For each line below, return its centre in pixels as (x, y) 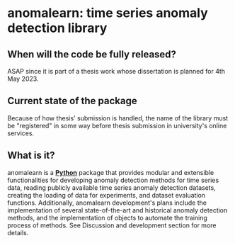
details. (18, 232)
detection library (57, 28)
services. (21, 133)
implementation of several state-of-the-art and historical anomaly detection (117, 210)
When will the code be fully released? (92, 54)
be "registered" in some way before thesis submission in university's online (117, 125)
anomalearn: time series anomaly (108, 13)
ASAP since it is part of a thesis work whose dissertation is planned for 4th (116, 71)
